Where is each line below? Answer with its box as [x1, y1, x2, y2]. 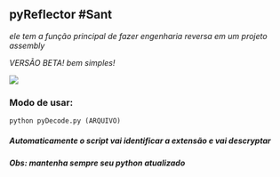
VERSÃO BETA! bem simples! [9, 57, 116, 68]
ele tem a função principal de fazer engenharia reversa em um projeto [9, 30, 268, 41]
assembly [9, 40, 45, 51]
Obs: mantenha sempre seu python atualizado [9, 157, 186, 168]
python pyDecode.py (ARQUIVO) [9, 117, 122, 125]
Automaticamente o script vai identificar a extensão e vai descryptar [9, 135, 271, 146]
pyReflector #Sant [9, 7, 113, 22]
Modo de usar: [9, 96, 74, 109]
